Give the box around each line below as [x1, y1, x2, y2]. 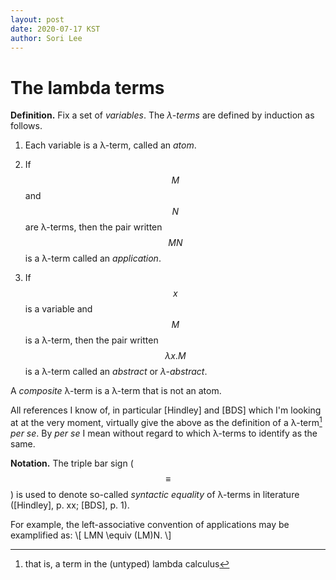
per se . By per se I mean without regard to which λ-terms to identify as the [10, 427, 318, 439]
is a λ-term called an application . [24, 252, 162, 265]
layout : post [10, 14, 65, 25]
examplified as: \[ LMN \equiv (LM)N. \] [10, 529, 172, 541]
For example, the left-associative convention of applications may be [10, 518, 290, 530]
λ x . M [164, 350, 187, 362]
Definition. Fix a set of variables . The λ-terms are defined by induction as [10, 109, 315, 121]
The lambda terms [10, 76, 165, 99]
